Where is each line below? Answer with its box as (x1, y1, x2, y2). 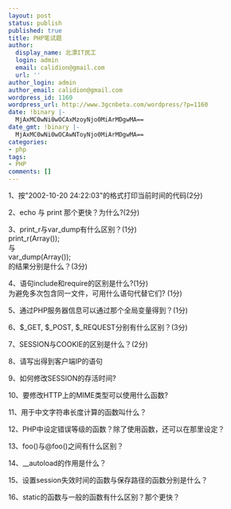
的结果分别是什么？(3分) (8, 261, 88, 271)
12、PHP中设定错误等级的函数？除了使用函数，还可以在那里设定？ (8, 424, 225, 434)
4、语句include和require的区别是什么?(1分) (8, 279, 149, 288)
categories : (8, 137, 48, 146)
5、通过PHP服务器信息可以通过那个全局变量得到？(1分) (8, 305, 189, 315)
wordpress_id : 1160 (8, 93, 73, 101)
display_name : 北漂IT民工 (15, 49, 97, 57)
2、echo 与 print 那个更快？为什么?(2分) (8, 208, 140, 217)
